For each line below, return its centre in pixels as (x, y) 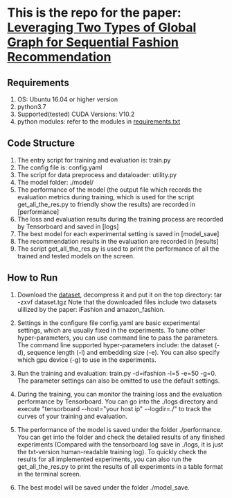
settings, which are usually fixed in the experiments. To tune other (111, 330)
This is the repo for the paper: (94, 13)
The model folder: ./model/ (55, 182)
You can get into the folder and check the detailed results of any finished (121, 437)
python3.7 (32, 107)
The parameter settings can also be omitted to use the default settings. (118, 381)
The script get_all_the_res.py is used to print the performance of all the (118, 249)
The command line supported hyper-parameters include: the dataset (115, 345)
